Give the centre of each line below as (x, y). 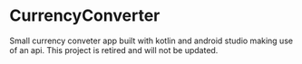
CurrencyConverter (85, 16)
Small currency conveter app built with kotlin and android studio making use (151, 41)
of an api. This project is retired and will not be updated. (114, 50)
